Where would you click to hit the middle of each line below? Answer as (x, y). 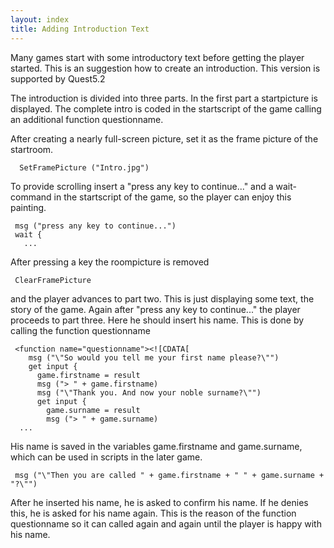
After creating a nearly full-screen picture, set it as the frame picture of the (164, 138)
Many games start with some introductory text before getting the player (157, 57)
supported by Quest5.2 (58, 78)
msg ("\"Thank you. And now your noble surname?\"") (149, 392)
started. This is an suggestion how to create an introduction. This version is (165, 68)
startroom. (32, 149)
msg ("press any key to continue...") (95, 226)
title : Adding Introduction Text (80, 29)
